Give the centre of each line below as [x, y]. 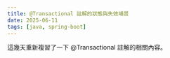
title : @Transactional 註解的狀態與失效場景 [68, 14]
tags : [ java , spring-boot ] [47, 27]
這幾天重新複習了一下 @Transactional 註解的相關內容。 [87, 48]
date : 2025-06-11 [33, 20]
